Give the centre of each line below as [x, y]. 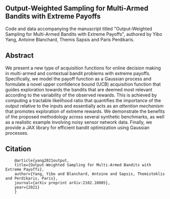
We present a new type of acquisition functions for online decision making [83, 68]
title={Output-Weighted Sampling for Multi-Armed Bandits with [83, 165]
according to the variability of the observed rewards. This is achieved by [81, 95]
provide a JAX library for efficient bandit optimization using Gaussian [78, 128]
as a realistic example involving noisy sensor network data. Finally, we [79, 122]
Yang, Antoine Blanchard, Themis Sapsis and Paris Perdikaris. [70, 39]
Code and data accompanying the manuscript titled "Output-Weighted [79, 29]
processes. [17, 133]
